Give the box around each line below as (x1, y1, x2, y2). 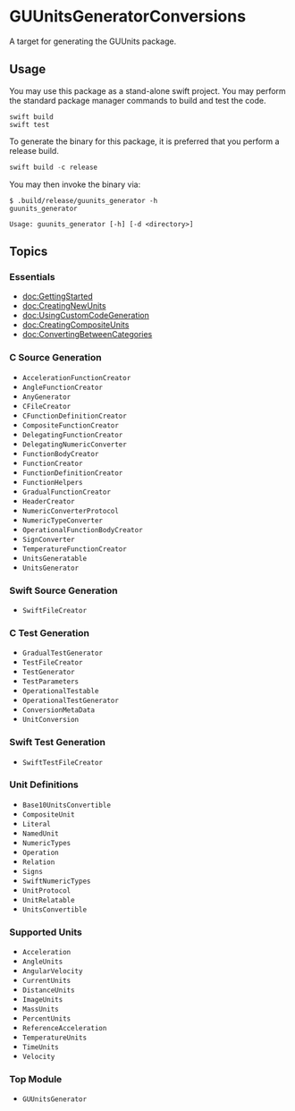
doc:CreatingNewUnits (21, 301, 106, 311)
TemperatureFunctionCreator (21, 544, 127, 554)
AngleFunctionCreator (21, 383, 103, 392)
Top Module (9, 1073, 63, 1086)
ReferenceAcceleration (21, 1024, 107, 1033)
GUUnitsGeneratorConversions (9, 6, 247, 27)
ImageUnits (21, 996, 63, 1005)
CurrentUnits (21, 977, 72, 986)
